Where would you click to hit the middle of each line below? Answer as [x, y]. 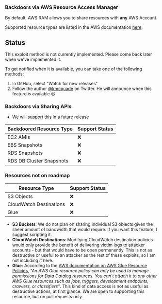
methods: [15, 74]
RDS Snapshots [25, 153]
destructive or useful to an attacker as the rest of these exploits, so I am [84, 255]
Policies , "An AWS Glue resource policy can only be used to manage [81, 270]
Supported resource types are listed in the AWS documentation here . [74, 27]
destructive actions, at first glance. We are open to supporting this [78, 291]
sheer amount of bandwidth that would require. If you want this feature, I [85, 229]
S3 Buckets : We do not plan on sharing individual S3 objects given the [82, 224]
